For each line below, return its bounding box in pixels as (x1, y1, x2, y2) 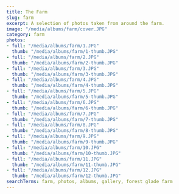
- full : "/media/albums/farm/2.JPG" (6, 54, 99, 60)
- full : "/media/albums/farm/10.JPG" (6, 144, 102, 151)
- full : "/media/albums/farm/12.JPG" (6, 167, 102, 173)
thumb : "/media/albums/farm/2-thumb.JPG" (12, 60, 119, 66)
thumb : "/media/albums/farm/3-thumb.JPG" (12, 71, 119, 77)
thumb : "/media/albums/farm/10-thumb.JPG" (12, 150, 121, 156)
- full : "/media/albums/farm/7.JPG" (6, 111, 99, 117)
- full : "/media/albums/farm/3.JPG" (6, 65, 99, 72)
